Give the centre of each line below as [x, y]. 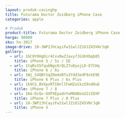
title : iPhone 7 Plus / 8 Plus [47, 98]
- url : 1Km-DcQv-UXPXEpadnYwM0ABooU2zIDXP [55, 93]
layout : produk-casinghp [31, 10]
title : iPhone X [31, 108]
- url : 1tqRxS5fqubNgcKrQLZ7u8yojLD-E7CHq [55, 66]
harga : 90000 [19, 38]
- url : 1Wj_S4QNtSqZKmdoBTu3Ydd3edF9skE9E [55, 75]
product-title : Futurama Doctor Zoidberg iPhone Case [63, 33]
